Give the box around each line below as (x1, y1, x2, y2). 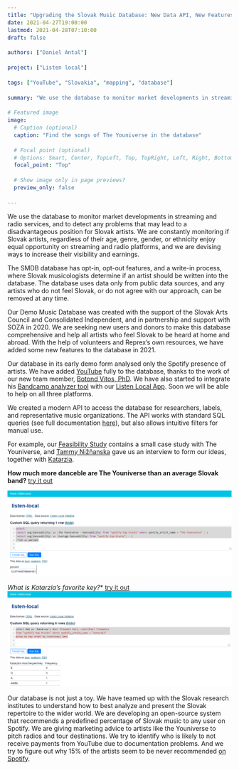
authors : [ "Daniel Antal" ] (7, 49, 87, 56)
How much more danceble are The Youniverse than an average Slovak (7, 468, 219, 477)
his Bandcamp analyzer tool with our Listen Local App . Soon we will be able (7, 381, 229, 391)
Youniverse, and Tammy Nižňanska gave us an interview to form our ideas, (7, 447, 226, 455)
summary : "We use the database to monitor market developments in (7, 94, 208, 101)
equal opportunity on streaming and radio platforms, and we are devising (7, 242, 221, 250)
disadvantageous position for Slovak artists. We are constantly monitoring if (7, 227, 230, 236)
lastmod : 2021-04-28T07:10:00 (7, 26, 97, 33)
